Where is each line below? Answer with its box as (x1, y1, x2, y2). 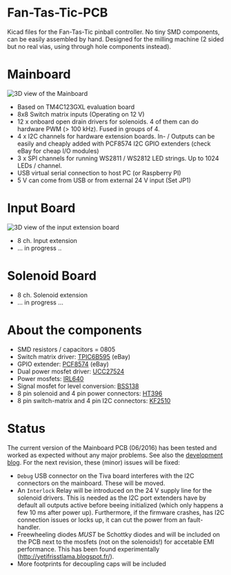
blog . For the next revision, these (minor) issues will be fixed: (7, 458, 181, 467)
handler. (17, 523, 41, 531)
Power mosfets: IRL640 (17, 374, 84, 382)
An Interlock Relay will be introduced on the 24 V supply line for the (17, 486, 212, 494)
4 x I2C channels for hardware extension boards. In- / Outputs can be (17, 132, 215, 140)
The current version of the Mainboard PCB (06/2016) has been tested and (7, 443, 217, 451)
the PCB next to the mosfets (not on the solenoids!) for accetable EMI (17, 537, 215, 546)
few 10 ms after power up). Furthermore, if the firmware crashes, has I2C (17, 508, 225, 516)
